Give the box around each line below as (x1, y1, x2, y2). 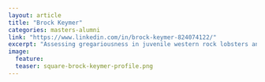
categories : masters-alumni (8, 26, 101, 34)
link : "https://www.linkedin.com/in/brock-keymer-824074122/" (8, 33, 217, 41)
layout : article (8, 11, 62, 20)
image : (8, 48, 30, 55)
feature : (15, 55, 44, 63)
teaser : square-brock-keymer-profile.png (15, 62, 154, 70)
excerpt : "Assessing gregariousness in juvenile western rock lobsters (8, 41, 248, 48)
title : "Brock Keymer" (8, 19, 83, 27)
